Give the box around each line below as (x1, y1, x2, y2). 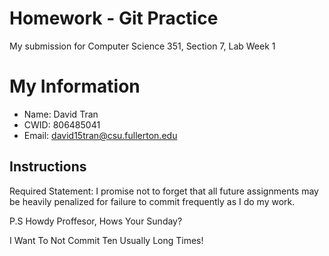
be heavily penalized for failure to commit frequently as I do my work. (9, 195, 296, 207)
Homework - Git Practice (9, 7, 219, 30)
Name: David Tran (23, 108, 99, 120)
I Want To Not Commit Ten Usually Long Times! (9, 234, 204, 246)
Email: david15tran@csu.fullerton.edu (23, 129, 178, 141)
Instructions (9, 158, 87, 176)
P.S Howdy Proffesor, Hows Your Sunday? (9, 215, 183, 227)
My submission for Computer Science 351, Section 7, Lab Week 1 (9, 40, 276, 52)
